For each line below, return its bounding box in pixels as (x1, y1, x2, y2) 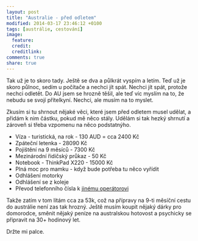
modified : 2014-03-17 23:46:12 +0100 (6, 20, 102, 26)
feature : (12, 37, 34, 43)
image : (6, 32, 23, 38)
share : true (6, 60, 37, 66)
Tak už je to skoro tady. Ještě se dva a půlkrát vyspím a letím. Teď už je (6, 77, 186, 84)
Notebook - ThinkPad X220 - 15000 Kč (15, 159, 113, 166)
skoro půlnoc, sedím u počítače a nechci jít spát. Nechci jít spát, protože (6, 83, 188, 90)
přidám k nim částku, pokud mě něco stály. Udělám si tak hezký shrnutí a (6, 114, 190, 122)
